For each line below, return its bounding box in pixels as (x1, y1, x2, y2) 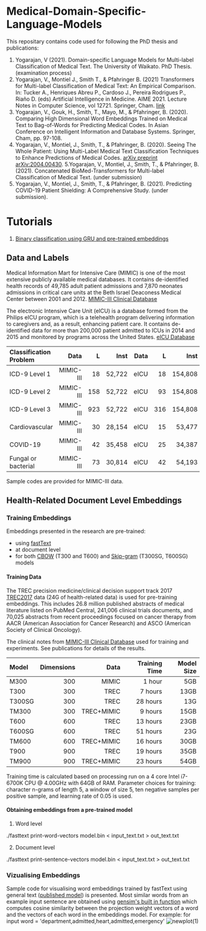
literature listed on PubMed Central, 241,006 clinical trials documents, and (6, 606, 193, 614)
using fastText (15, 539, 51, 547)
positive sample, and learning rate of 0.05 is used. (6, 792, 133, 800)
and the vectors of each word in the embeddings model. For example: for (6, 911, 191, 919)
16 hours (135, 737, 162, 746)
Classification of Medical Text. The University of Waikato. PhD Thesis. (15, 63, 192, 70)
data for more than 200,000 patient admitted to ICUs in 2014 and (31, 327, 195, 334)
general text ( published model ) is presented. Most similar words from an (6, 892, 189, 899)
